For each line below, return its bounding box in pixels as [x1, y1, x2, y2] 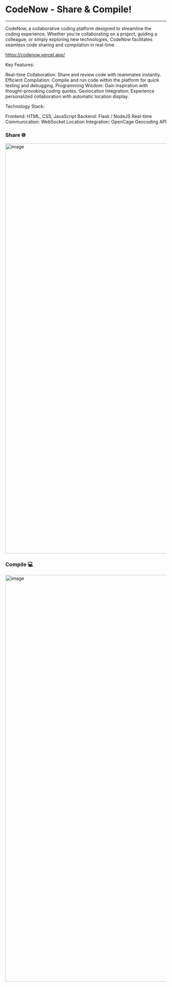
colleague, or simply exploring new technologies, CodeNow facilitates [5, 36, 153, 42]
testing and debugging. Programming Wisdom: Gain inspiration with [5, 82, 148, 88]
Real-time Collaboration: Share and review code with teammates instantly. [5, 71, 161, 77]
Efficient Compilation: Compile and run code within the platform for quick [5, 77, 159, 83]
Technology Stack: [5, 103, 45, 109]
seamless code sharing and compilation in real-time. [5, 42, 116, 48]
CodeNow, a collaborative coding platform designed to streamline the [5, 25, 152, 31]
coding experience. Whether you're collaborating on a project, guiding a [5, 31, 158, 37]
